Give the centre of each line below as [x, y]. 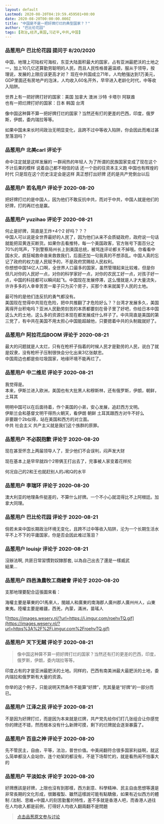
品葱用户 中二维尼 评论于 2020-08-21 [49, 373]
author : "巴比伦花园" [25, 28]
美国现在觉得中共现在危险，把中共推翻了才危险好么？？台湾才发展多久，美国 [82, 303]
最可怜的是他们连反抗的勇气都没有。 [41, 296]
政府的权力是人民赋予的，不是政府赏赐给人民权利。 [65, 262]
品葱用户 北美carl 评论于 [33, 150]
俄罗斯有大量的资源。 [43, 677]
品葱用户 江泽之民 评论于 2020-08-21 [49, 707]
